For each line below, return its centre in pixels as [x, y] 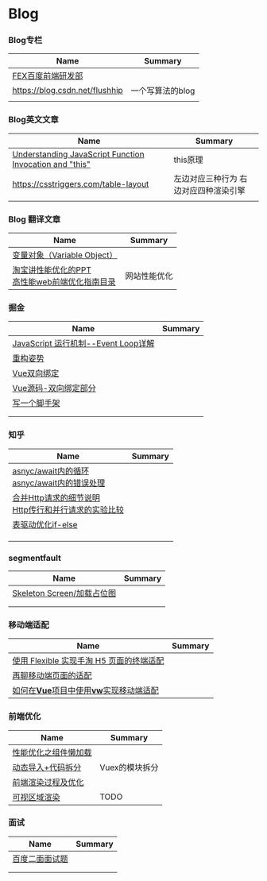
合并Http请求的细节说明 [56, 497]
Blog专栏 [25, 41]
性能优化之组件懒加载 [52, 752]
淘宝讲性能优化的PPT [52, 270]
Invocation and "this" [51, 164]
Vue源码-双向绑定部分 [54, 388]
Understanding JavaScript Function [78, 154]
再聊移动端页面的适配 [52, 676]
